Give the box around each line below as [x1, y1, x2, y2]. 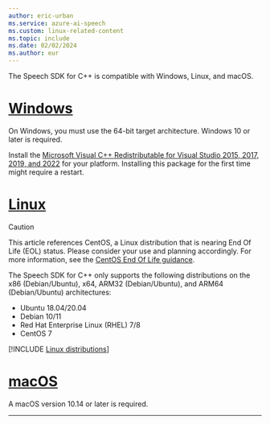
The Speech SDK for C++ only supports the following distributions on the [8, 270, 251, 280]
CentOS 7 [19, 328, 52, 338]
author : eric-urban [8, 11, 74, 20]
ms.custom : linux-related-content [8, 27, 125, 35]
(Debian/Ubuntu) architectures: [8, 287, 112, 297]
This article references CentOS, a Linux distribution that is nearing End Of [8, 237, 252, 247]
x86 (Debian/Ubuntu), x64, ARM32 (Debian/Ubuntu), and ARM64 [8, 278, 223, 288]
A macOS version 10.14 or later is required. [8, 399, 149, 409]
